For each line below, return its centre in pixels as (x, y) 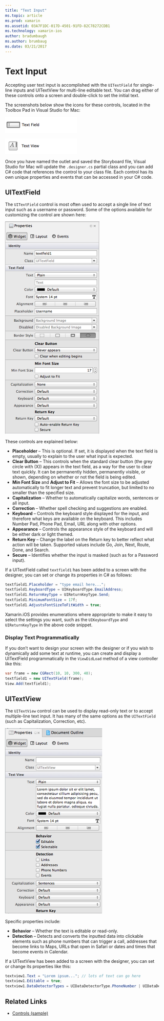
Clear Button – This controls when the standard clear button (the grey (82, 461)
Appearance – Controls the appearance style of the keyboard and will (82, 529)
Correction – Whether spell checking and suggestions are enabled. (80, 508)
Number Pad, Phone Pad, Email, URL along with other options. (74, 523)
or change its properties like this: (38, 966)
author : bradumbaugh (26, 36)
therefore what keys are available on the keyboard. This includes (77, 519)
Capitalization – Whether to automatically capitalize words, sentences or (85, 498)
